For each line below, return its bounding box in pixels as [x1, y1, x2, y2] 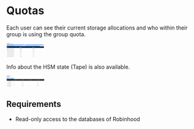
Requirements [6, 99, 61, 109]
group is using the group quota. [6, 30, 86, 37]
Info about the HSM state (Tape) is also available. [6, 63, 130, 71]
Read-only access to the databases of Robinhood [15, 115, 141, 123]
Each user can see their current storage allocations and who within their [6, 24, 188, 31]
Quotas [6, 4, 45, 18]
